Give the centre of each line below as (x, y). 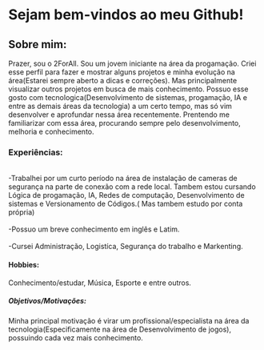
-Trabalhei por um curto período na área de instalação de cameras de (123, 179)
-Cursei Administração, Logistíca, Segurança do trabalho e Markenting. (126, 247)
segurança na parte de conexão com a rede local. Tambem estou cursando (132, 187)
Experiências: (36, 152)
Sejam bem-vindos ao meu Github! (126, 15)
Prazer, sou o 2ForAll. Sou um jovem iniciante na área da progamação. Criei (132, 63)
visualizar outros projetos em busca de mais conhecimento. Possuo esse (128, 89)
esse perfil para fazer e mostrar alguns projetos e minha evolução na (122, 72)
